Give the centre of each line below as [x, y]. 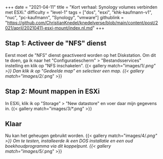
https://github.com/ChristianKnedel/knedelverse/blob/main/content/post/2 [82, 23]
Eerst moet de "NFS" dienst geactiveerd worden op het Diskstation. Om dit [81, 55]
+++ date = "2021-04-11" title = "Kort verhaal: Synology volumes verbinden [81, 7]
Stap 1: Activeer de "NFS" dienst [56, 43]
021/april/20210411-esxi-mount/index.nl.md [49, 28]
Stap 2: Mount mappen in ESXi [52, 92]
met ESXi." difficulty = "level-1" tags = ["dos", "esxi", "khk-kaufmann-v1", [79, 12]
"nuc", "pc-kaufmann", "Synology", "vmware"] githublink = [65, 17]
